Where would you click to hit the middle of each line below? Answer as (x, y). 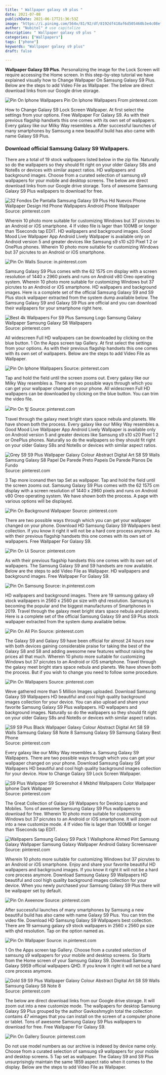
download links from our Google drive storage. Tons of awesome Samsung (81, 185)
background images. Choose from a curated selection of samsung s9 (76, 175)
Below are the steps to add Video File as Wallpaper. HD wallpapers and (77, 571)
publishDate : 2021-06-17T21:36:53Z (42, 19)
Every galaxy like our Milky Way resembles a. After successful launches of (81, 125)
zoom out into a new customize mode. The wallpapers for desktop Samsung (83, 1006)
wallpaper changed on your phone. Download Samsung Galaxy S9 (73, 763)
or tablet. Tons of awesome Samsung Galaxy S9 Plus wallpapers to (73, 1022)
